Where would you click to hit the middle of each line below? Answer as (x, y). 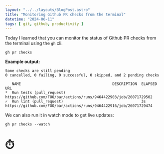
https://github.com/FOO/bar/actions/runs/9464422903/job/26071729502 (79, 97)
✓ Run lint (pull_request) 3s (76, 101)
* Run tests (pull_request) (35, 93)
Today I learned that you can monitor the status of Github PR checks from (81, 38)
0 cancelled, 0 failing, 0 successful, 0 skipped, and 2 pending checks (82, 75)
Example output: (23, 62)
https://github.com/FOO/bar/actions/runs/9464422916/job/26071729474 (79, 106)
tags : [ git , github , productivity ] (44, 24)
